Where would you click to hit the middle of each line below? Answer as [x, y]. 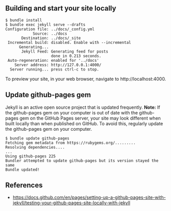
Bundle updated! [22, 170]
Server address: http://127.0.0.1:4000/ [58, 65]
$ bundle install [24, 20]
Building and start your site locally [61, 8]
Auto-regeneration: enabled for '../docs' [53, 60]
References [24, 185]
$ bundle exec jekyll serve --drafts [45, 25]
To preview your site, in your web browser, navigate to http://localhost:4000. [86, 79]
